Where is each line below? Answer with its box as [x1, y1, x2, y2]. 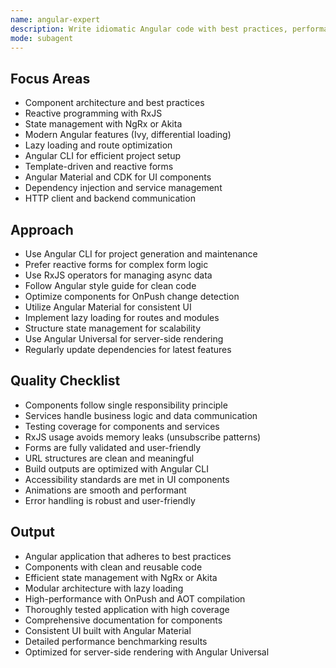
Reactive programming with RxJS [24, 107, 163, 120]
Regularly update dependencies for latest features [24, 344, 232, 355]
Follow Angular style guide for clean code [24, 280, 197, 291]
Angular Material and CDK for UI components [24, 171, 212, 183]
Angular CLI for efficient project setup [24, 150, 182, 162]
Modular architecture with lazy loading [24, 582, 184, 594]
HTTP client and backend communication [24, 192, 196, 205]
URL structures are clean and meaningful [24, 452, 195, 464]
